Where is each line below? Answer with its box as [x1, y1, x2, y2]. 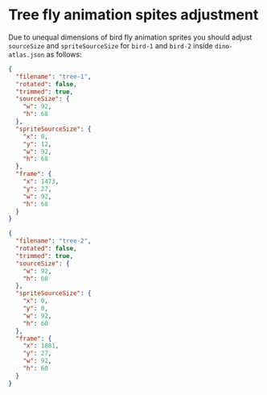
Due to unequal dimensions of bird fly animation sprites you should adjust [8, 32, 253, 42]
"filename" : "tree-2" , [15, 237, 92, 245]
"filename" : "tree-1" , [15, 73, 92, 81]
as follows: [46, 49, 82, 59]
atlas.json [8, 51, 45, 59]
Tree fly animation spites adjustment [8, 6, 259, 24]
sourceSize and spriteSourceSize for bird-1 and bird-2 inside [8, 40, 213, 50]
